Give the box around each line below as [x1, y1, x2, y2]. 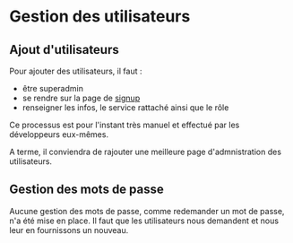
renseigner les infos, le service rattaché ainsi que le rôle [22, 102, 229, 113]
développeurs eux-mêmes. [9, 129, 109, 140]
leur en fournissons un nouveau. [9, 224, 129, 235]
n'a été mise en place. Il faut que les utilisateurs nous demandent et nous [9, 215, 280, 226]
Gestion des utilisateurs [9, 6, 191, 27]
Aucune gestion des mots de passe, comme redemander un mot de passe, [9, 205, 285, 216]
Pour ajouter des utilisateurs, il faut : [9, 65, 142, 76]
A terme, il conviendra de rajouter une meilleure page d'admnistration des [9, 146, 282, 157]
